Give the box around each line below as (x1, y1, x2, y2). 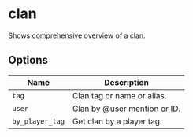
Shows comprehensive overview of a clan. (8, 31, 146, 40)
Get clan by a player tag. (72, 116, 163, 127)
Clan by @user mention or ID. (72, 103, 181, 114)
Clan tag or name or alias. (72, 90, 167, 101)
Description (103, 76, 150, 87)
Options (8, 54, 49, 67)
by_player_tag (12, 117, 65, 126)
